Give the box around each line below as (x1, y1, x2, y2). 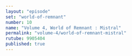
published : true (5, 41, 45, 47)
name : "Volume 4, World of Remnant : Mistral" (5, 24, 121, 31)
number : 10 (5, 19, 32, 25)
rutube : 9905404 (5, 36, 45, 41)
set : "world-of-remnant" (5, 14, 66, 20)
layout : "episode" (5, 8, 50, 15)
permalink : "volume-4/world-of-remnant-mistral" (5, 30, 127, 36)
